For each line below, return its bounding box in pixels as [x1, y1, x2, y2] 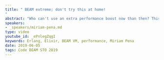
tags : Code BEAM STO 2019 [5, 47, 58, 52]
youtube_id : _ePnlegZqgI [5, 34, 56, 39]
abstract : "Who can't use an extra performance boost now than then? [5, 16, 150, 21]
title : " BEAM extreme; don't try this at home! [5, 7, 106, 12]
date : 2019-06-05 [5, 43, 41, 48]
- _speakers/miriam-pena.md [5, 25, 62, 30]
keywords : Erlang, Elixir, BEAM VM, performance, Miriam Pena [5, 39, 134, 44]
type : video [5, 30, 29, 34]
